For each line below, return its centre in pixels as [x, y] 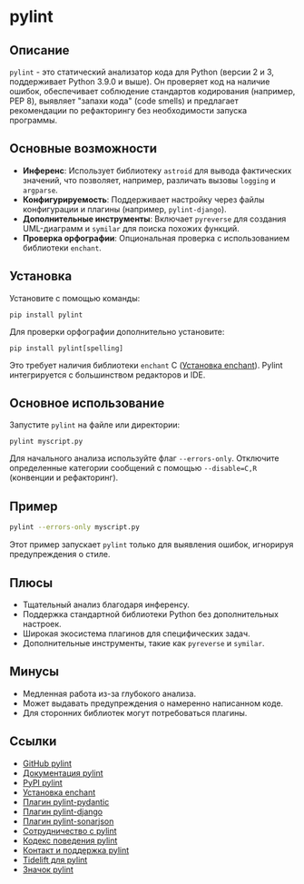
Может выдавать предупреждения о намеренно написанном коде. [153, 703]
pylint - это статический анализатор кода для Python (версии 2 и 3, [142, 72]
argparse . [40, 190]
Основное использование [87, 403]
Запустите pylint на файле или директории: [95, 425]
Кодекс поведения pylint [70, 840]
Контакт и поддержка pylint [76, 850]
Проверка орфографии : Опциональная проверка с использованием [156, 238]
